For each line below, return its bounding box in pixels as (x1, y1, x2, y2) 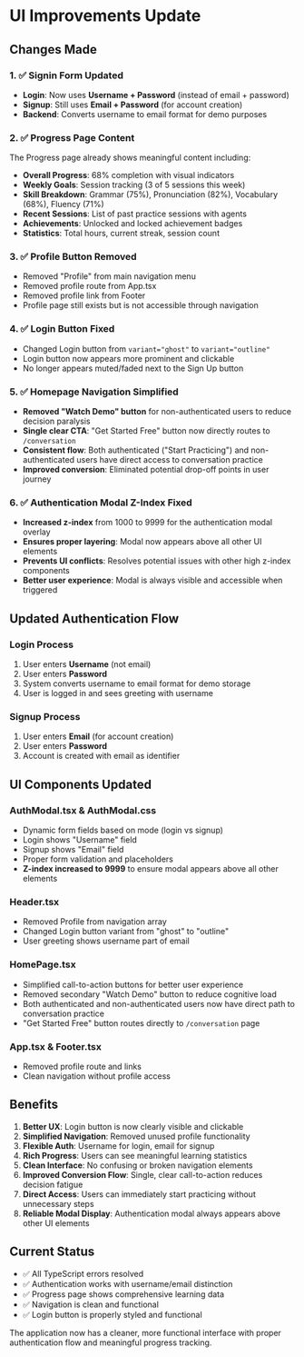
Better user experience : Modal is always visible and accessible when (22, 574, 283, 586)
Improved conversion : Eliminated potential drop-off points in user (22, 464, 270, 475)
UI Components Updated (9, 776, 152, 792)
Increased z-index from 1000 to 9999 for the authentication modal (22, 517, 273, 528)
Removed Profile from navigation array (22, 916, 168, 927)
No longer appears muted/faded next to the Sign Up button (22, 363, 244, 374)
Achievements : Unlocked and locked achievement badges (22, 218, 243, 229)
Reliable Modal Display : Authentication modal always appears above (22, 1208, 281, 1219)
